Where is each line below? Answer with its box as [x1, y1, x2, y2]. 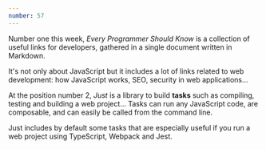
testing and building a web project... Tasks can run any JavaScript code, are [8, 99, 258, 108]
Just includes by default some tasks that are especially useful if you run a [8, 123, 251, 132]
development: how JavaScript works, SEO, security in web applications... [8, 74, 249, 84]
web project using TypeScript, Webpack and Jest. [8, 131, 173, 141]
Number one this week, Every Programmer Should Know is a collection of [8, 34, 250, 43]
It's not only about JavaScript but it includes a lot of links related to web [8, 66, 244, 76]
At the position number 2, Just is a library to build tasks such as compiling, [8, 90, 255, 100]
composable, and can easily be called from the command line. [8, 107, 213, 117]
